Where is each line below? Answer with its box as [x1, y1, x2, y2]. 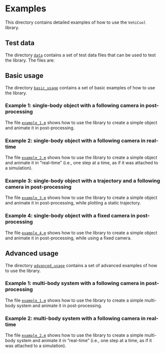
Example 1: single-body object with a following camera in [5, 102, 145, 109]
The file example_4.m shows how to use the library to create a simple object [5, 230, 158, 235]
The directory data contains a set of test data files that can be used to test [5, 52, 156, 58]
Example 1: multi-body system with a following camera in [5, 280, 145, 287]
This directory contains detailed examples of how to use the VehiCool [5, 19, 146, 25]
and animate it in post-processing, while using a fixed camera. [5, 235, 132, 241]
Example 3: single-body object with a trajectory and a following [5, 177, 161, 184]
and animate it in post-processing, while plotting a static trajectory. [5, 200, 141, 206]
